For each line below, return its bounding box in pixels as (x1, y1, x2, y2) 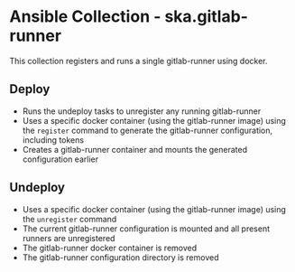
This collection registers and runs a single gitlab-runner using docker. (9, 55, 268, 66)
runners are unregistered (22, 232, 115, 243)
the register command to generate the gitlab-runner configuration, (22, 125, 273, 136)
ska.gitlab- (164, 6, 248, 27)
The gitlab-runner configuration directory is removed (22, 251, 219, 263)
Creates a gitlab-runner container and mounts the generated (22, 144, 248, 155)
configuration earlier (22, 154, 99, 164)
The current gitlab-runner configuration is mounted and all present (22, 223, 271, 234)
